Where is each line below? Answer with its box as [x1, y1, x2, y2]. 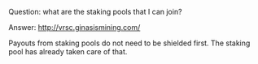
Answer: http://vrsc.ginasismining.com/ [8, 23, 141, 32]
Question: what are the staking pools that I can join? [8, 7, 182, 16]
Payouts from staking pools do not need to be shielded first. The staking [8, 38, 251, 48]
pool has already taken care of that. [8, 47, 128, 56]
